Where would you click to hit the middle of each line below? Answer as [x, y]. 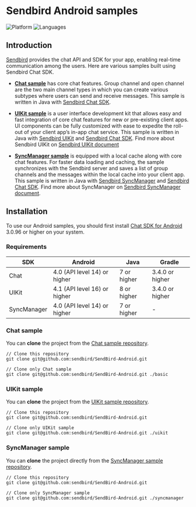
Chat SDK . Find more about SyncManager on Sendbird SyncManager [97, 187]
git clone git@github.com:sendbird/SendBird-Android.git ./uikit [87, 433]
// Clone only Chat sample [39, 369]
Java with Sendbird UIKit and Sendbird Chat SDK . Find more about [94, 138]
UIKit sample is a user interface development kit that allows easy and [98, 113]
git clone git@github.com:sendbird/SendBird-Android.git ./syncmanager [95, 498]
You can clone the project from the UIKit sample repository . [78, 402]
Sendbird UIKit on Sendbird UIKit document [67, 144]
